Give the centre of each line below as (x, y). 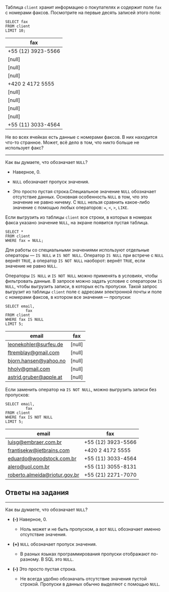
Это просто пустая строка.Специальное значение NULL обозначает (84, 191)
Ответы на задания (37, 493)
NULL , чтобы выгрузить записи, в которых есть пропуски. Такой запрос (81, 286)
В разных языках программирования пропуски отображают (85, 554)
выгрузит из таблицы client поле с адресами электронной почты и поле (83, 292)
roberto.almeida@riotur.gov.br (44, 475)
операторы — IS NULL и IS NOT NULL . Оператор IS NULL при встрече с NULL (84, 255)
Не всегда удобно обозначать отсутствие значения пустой (83, 578)
